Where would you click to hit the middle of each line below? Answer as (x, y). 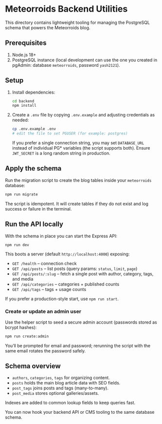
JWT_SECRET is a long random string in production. (61, 153)
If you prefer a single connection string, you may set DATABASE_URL (78, 143)
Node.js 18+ (24, 55)
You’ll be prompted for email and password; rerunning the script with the (78, 346)
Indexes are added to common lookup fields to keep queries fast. (70, 403)
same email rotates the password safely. (45, 351)
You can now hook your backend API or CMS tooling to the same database (80, 412)
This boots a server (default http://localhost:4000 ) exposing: (67, 254)
